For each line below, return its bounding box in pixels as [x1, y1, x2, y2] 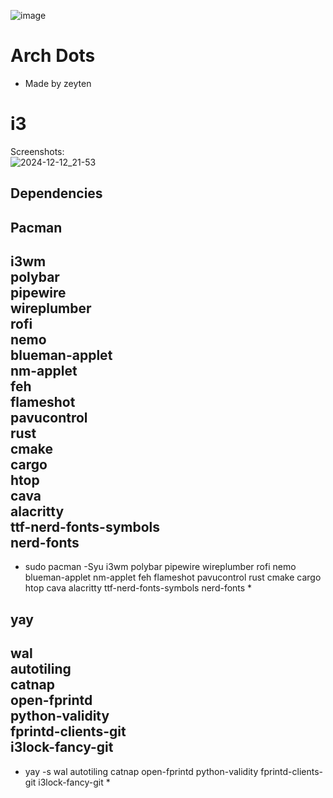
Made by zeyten [24, 77, 92, 89]
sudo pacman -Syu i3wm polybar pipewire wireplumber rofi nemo [24, 561, 297, 573]
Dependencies [10, 185, 103, 202]
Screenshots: [10, 145, 65, 157]
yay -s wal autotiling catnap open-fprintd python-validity [24, 765, 259, 777]
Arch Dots [10, 45, 96, 67]
